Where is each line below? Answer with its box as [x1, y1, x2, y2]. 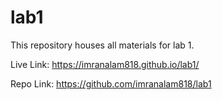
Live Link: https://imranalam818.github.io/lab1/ [10, 58, 200, 70]
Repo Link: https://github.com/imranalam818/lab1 [10, 77, 212, 90]
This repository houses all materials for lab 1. [10, 39, 195, 51]
